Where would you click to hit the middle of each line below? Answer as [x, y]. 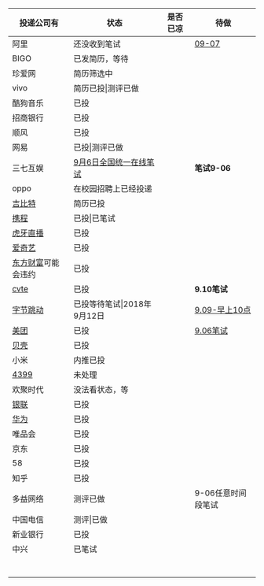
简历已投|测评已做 [106, 88]
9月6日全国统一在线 [110, 162]
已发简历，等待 [101, 59]
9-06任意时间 [220, 493]
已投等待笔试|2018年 [112, 304]
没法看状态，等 [101, 389]
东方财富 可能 [36, 263]
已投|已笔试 [95, 218]
